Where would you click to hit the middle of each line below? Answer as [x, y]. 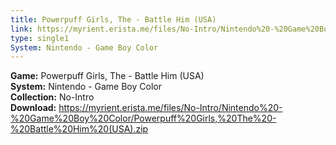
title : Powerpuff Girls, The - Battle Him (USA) [113, 19]
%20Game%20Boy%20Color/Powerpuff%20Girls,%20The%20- [143, 118]
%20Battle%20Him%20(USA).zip [79, 129]
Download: [33, 108]
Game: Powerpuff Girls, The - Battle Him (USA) [107, 76]
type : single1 [40, 38]
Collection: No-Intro [52, 97]
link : [21, 29]
